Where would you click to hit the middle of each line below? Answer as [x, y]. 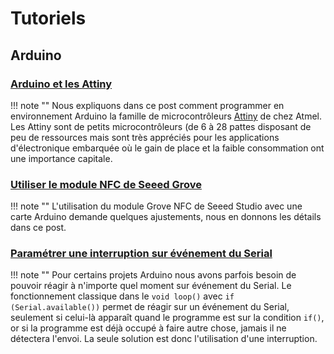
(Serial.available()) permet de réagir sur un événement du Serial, [150, 307]
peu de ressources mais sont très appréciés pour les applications [145, 137]
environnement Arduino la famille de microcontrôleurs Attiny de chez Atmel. [166, 116]
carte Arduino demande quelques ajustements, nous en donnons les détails [166, 217]
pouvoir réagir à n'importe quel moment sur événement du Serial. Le [151, 286]
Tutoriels [48, 18]
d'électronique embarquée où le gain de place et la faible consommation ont [167, 148]
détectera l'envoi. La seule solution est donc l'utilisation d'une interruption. [164, 339]
